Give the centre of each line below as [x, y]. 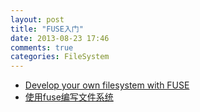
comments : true [42, 47]
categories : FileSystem [60, 57]
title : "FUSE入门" [47, 29]
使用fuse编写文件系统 [69, 97]
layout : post [37, 19]
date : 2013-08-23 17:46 [60, 38]
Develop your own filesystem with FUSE [107, 85]
